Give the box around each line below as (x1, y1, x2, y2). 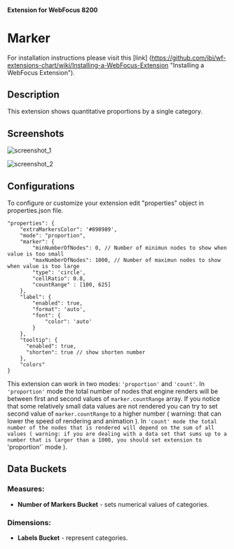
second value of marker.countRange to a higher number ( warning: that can (7, 409, 222, 418)
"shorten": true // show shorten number (25, 348, 146, 356)
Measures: (7, 484, 45, 494)
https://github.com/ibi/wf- (151, 53, 226, 62)
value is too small (7, 250, 64, 258)
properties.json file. (7, 206, 64, 214)
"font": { (32, 312, 61, 319)
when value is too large (7, 263, 80, 270)
